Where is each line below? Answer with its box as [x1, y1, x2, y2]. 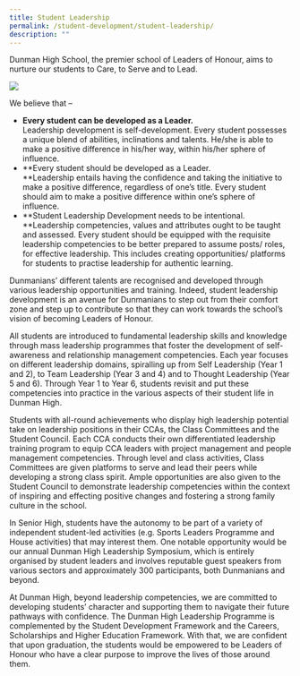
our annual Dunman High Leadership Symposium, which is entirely [9, 546, 255, 557]
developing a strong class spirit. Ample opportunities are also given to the [9, 472, 281, 483]
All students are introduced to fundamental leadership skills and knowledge [9, 330, 287, 341]
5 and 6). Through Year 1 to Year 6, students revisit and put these [9, 378, 249, 389]
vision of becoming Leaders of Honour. [9, 313, 154, 324]
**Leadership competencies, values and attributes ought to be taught [21, 220, 281, 231]
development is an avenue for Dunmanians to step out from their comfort [9, 295, 279, 305]
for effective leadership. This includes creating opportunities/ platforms [21, 248, 286, 260]
